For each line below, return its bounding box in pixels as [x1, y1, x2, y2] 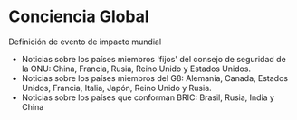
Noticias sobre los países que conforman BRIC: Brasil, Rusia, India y [21, 92, 275, 103]
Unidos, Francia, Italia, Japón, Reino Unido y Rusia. [21, 82, 212, 93]
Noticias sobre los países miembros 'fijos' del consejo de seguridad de [21, 53, 286, 64]
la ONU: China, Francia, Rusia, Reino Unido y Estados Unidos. [21, 63, 251, 74]
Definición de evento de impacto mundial [8, 36, 162, 47]
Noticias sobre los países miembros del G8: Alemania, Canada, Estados [21, 72, 289, 83]
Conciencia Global [8, 6, 149, 27]
